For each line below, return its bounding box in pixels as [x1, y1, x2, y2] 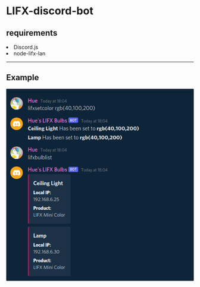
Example [6, 72, 39, 83]
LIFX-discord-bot [6, 4, 93, 18]
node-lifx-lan [14, 50, 46, 57]
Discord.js [14, 43, 39, 51]
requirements [6, 28, 58, 38]
